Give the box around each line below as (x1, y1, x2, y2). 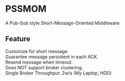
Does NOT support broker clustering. (5, 64, 83, 70)
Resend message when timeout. (5, 59, 73, 65)
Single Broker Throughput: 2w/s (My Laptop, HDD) (5, 70, 112, 76)
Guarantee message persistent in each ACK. (5, 53, 98, 60)
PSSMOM (5, 3, 47, 15)
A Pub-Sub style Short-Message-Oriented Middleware (5, 20, 120, 26)
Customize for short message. (5, 48, 69, 54)
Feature (5, 35, 31, 43)
